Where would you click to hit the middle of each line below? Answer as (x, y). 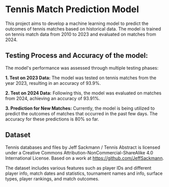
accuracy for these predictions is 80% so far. (52, 119)
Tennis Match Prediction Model (72, 9)
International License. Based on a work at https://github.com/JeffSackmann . (85, 158)
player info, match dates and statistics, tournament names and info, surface (84, 173)
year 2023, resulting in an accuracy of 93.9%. (53, 83)
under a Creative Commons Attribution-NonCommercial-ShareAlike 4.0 (79, 152)
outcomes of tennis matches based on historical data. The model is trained (83, 28)
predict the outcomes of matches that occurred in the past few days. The (81, 113)
